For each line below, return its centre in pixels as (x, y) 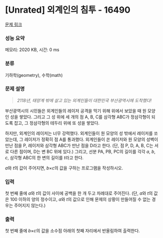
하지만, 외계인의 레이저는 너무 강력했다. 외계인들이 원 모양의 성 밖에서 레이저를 (79, 133)
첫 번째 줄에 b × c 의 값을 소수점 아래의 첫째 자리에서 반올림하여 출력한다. (72, 231)
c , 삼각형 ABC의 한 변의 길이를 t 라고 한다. (44, 157)
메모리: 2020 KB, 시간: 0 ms (32, 50)
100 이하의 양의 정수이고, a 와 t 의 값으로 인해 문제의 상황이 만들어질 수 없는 (80, 200)
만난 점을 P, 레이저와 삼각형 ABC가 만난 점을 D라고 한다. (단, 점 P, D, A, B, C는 (79, 145)
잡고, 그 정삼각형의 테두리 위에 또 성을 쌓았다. (57, 123)
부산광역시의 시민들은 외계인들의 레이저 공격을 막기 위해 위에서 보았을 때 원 (76, 110)
